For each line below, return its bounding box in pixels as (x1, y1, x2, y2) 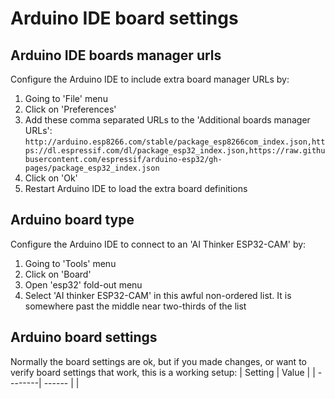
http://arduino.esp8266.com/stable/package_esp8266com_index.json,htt (24, 137, 326, 147)
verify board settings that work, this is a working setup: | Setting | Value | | (10, 366, 316, 378)
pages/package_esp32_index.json (24, 163, 160, 173)
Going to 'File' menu (24, 93, 108, 104)
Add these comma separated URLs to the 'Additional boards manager (24, 114, 311, 126)
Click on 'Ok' (24, 172, 78, 184)
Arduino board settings (10, 329, 158, 346)
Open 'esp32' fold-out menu (24, 278, 143, 291)
